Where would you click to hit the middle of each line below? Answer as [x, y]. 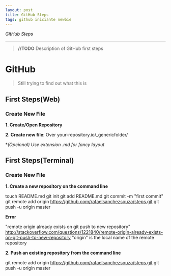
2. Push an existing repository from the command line [63, 253]
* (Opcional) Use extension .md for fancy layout [55, 145]
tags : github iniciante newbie [38, 19]
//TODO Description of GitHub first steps [60, 48]
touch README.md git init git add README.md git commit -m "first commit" [84, 196]
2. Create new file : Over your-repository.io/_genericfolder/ [67, 135]
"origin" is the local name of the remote [113, 237]
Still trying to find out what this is [52, 83]
